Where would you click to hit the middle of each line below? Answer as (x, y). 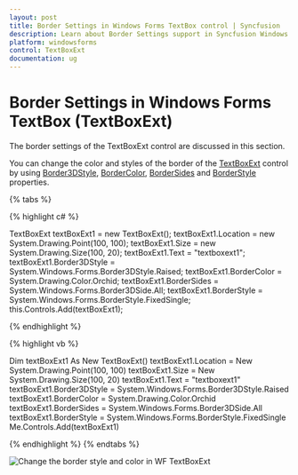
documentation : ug (43, 59)
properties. (29, 182)
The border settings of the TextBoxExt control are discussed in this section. (147, 146)
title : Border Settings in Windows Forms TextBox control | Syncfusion (145, 26)
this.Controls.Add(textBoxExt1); (66, 309)
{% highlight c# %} (44, 216)
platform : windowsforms (53, 42)
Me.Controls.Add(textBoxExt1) (64, 426)
